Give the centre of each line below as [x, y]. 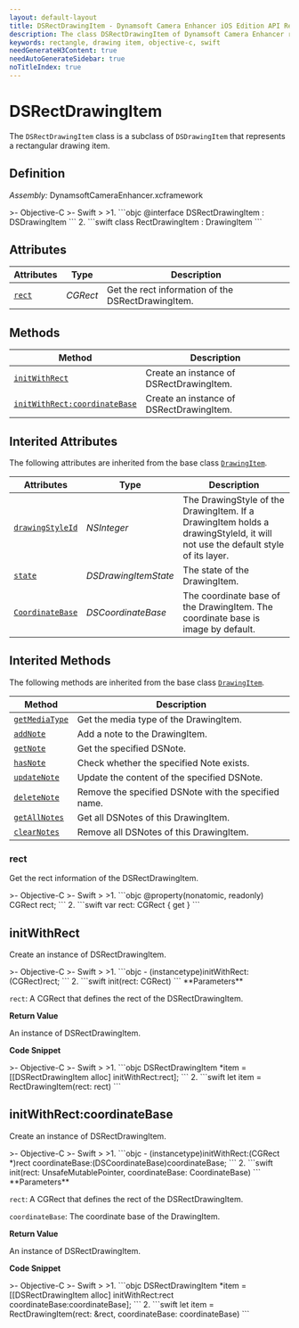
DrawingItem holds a [226, 523]
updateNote [36, 777]
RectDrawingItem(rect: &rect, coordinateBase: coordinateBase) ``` [129, 1314]
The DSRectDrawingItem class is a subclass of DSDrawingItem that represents [148, 136]
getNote [30, 748]
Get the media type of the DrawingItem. [159, 719]
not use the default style [234, 545]
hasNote [30, 763]
